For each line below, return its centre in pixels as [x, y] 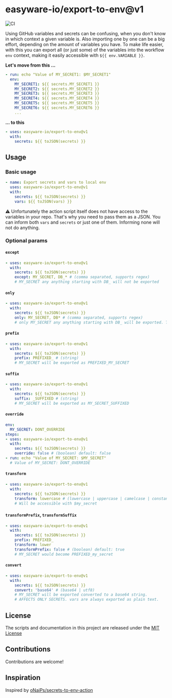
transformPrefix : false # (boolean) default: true [70, 549]
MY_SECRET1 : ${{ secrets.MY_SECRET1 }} [57, 84]
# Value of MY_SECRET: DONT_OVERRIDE [50, 463]
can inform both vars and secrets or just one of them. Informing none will [83, 222]
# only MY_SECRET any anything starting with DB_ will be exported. [89, 322]
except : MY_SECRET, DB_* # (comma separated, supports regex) [82, 277]
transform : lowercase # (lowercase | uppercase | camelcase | [82, 498]
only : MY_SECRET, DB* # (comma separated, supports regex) [79, 318]
